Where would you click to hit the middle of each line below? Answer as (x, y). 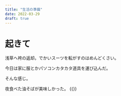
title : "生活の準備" (24, 9)
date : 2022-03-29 (22, 14)
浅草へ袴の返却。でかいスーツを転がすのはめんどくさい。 (62, 58)
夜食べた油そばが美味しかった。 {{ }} (41, 89)
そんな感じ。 (18, 79)
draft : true (17, 18)
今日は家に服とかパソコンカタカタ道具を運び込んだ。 (58, 69)
